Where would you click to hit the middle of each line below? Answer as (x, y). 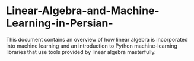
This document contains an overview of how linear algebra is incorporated (97, 39)
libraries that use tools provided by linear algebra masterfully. (81, 52)
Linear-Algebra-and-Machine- (83, 11)
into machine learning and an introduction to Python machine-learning (92, 46)
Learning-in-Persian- (60, 23)
